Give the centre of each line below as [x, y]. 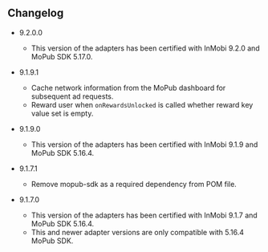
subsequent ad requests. [72, 96]
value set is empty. [62, 113]
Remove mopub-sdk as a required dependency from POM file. [134, 184]
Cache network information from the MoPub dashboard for [128, 87]
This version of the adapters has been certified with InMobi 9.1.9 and [144, 144]
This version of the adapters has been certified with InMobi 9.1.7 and [144, 215]
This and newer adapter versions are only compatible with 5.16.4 [138, 232]
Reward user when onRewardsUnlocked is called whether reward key [142, 104]
